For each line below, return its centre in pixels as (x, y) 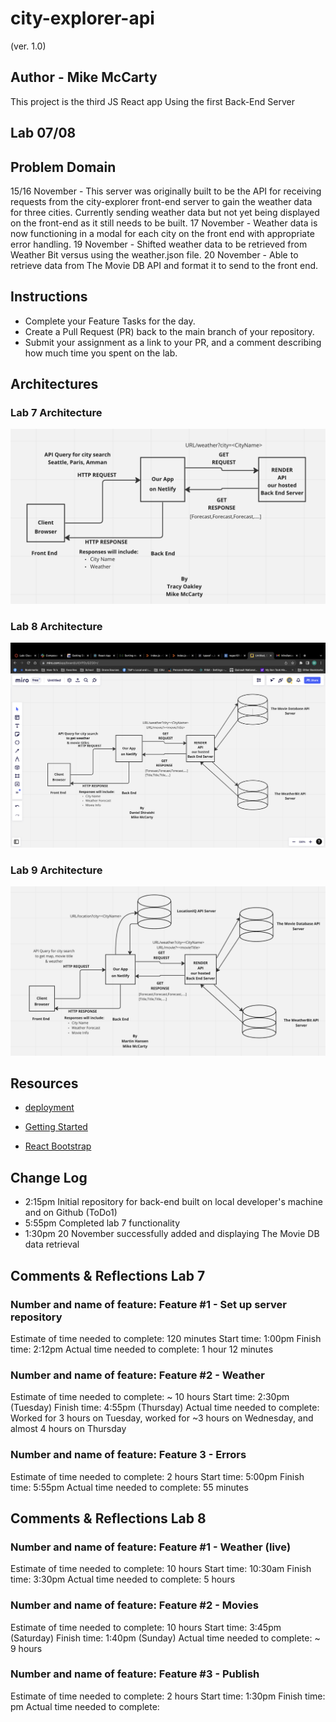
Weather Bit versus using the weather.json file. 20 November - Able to (154, 254)
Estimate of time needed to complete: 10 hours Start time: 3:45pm (146, 1627)
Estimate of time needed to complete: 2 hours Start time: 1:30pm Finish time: (168, 1696)
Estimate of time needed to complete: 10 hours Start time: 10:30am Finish (161, 1569)
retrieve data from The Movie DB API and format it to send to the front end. (164, 265)
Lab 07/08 (43, 133)
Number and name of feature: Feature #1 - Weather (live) (151, 1547)
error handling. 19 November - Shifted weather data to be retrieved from (159, 244)
